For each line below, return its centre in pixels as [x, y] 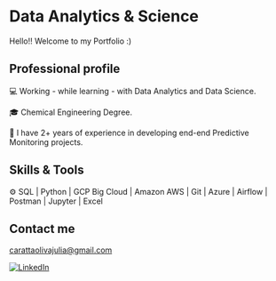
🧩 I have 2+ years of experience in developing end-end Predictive [130, 132]
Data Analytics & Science [104, 16]
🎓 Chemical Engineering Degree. [71, 112]
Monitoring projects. [46, 142]
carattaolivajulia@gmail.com [61, 250]
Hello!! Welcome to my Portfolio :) [71, 41]
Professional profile [65, 69]
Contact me [42, 229]
